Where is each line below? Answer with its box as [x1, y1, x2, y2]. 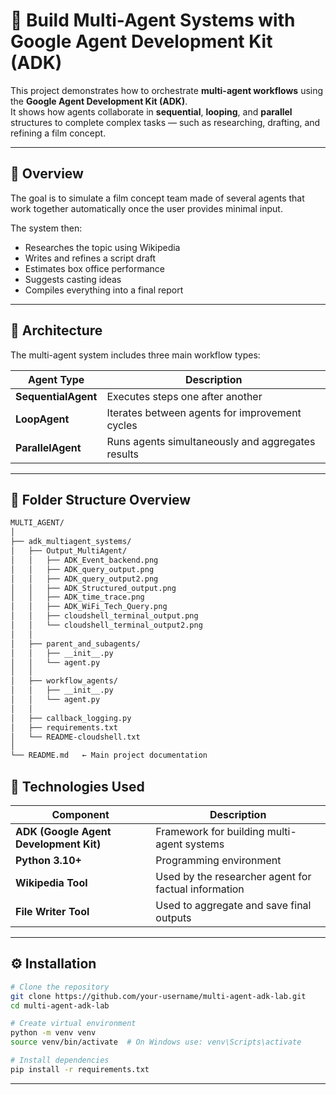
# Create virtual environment [10, 1019, 137, 1029]
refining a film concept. [10, 127, 107, 139]
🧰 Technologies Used [10, 778, 145, 795]
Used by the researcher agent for [155, 869, 312, 883]
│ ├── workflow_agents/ [10, 676, 118, 686]
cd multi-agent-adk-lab [10, 1000, 110, 1011]
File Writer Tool [15, 904, 90, 918]
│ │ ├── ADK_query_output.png [10, 564, 155, 574]
